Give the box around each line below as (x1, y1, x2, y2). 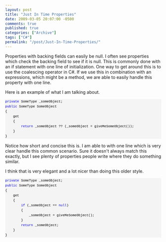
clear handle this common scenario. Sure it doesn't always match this (5, 148, 147, 154)
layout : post (5, 7, 32, 12)
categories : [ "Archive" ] (5, 30, 56, 35)
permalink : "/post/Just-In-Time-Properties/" (5, 40, 101, 45)
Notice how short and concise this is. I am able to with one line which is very (5, 142, 161, 149)
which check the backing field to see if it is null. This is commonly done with (5, 58, 161, 64)
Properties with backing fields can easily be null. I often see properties (5, 53, 149, 59)
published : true (5, 26, 39, 31)
